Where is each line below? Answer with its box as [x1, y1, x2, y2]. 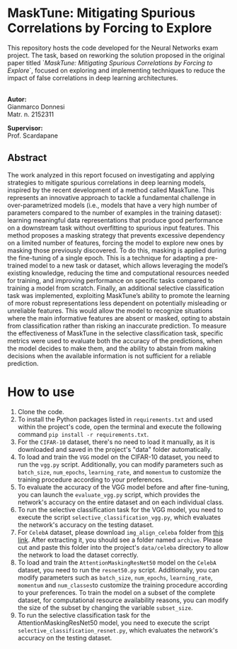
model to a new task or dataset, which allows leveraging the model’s [29, 261, 229, 270]
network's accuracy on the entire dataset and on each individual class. [17, 498, 224, 506]
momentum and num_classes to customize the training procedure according [17, 580, 228, 589]
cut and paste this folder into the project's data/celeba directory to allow [17, 543, 229, 551]
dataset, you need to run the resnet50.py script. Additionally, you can [17, 565, 219, 574]
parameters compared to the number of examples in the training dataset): [7, 208, 221, 217]
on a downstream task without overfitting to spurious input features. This [7, 223, 220, 232]
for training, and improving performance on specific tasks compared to [7, 276, 214, 284]
